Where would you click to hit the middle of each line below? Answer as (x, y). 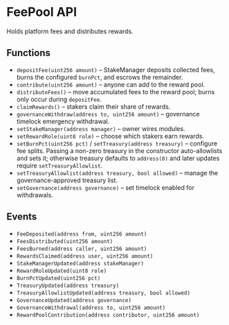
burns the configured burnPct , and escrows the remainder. (100, 77)
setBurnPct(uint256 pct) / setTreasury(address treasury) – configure (117, 143)
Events (22, 217)
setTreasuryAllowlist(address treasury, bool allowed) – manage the (117, 173)
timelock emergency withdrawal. (63, 121)
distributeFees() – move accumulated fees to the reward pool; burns (116, 91)
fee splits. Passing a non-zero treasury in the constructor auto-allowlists (119, 150)
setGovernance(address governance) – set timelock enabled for (106, 187)
